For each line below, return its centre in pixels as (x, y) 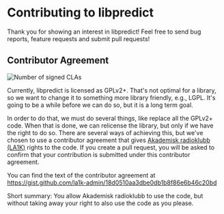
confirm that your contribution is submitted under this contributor (99, 154)
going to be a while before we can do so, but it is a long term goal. (100, 105)
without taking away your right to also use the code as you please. (100, 203)
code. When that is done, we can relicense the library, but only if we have (110, 126)
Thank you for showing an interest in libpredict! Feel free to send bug (104, 32)
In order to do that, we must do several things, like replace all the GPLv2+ (110, 118)
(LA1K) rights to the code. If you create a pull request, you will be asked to (111, 147)
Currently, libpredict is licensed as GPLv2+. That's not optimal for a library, (112, 90)
